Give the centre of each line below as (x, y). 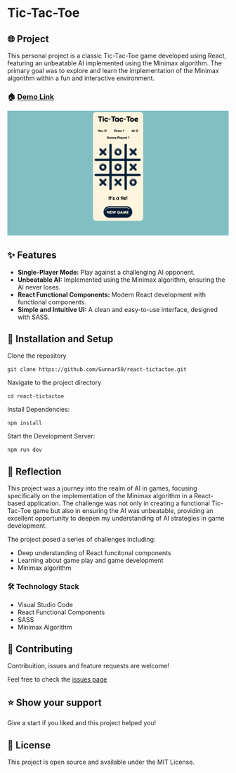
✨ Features (32, 255)
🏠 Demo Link (31, 96)
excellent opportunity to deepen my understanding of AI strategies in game (116, 519)
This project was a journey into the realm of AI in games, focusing (103, 488)
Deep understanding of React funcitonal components (94, 553)
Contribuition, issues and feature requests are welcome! (88, 666)
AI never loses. (39, 287)
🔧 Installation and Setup (60, 339)
